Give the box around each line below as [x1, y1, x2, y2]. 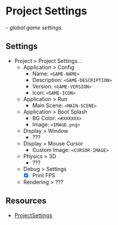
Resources [5, 196, 47, 206]
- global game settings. [5, 24, 63, 31]
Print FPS [32, 172, 56, 179]
